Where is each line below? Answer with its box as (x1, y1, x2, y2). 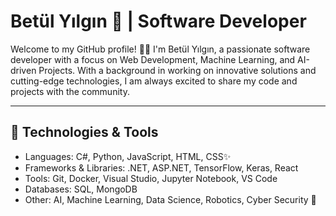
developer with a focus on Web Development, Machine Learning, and (10, 53, 296, 65)
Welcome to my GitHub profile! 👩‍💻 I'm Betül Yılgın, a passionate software (10, 43, 311, 55)
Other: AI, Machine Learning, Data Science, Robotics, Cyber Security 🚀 (24, 193, 317, 205)
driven (10, 64, 37, 76)
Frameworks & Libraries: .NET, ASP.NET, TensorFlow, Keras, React (24, 161, 299, 174)
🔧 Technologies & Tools (10, 124, 159, 141)
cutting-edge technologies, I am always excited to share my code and (10, 75, 298, 87)
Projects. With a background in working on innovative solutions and (38, 64, 317, 76)
